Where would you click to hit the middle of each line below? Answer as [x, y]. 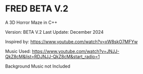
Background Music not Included [38, 66]
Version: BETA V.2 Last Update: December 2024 [54, 32]
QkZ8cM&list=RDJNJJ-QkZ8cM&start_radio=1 [53, 56]
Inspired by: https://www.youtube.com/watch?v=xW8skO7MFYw [71, 41]
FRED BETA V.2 [37, 9]
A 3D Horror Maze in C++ [31, 22]
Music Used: [18, 51]
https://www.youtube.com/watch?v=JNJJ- [76, 51]
